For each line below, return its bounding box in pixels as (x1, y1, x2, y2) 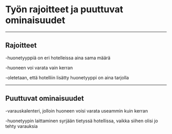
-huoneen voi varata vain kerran (5, 64, 73, 71)
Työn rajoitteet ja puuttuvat (5, 4, 123, 15)
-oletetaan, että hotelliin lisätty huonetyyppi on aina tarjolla (5, 74, 129, 80)
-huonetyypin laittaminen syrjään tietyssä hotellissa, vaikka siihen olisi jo (5, 118, 158, 124)
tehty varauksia (5, 123, 38, 129)
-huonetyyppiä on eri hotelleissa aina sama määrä (5, 55, 111, 61)
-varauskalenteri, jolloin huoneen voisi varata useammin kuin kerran (5, 107, 148, 114)
